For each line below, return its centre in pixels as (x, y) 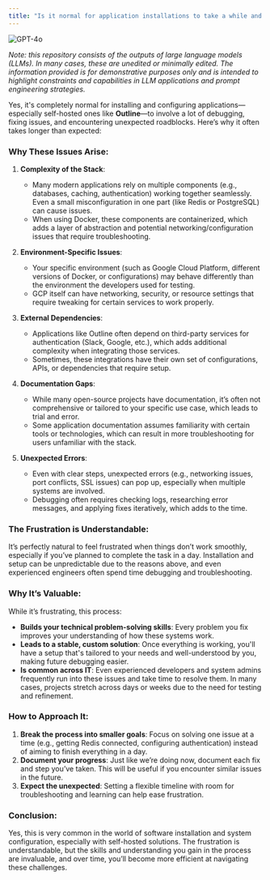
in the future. (41, 777)
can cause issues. (62, 210)
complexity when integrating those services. (106, 351)
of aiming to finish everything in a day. (84, 751)
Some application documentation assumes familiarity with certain (141, 425)
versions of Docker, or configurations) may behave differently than (143, 276)
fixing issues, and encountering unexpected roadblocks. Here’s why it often (134, 121)
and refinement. (46, 695)
